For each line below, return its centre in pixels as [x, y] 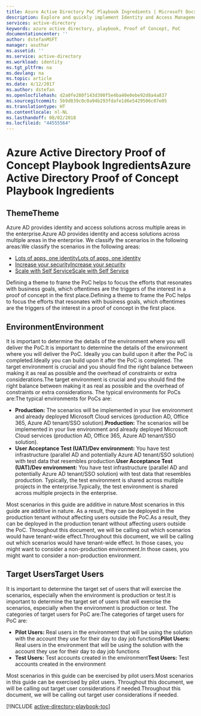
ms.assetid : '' [25, 51]
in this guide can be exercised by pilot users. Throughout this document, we [100, 682]
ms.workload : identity [34, 62]
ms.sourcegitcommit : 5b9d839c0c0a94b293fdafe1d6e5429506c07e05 [87, 101]
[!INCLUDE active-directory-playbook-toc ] [58, 706]
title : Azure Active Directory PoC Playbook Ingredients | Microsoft [95, 12]
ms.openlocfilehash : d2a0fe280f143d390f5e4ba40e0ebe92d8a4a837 [87, 95]
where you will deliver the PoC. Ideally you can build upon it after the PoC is [100, 354]
